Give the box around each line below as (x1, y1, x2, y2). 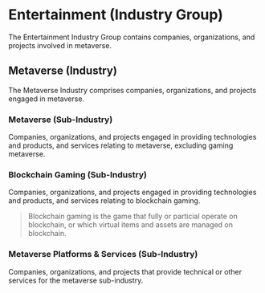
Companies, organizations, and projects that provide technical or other (8, 267, 243, 276)
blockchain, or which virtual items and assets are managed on (27, 220, 234, 230)
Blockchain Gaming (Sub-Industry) (8, 169, 147, 180)
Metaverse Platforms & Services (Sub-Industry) (8, 249, 198, 260)
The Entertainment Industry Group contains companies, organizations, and (8, 32, 255, 42)
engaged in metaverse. (8, 94, 85, 104)
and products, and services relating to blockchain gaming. (8, 196, 201, 206)
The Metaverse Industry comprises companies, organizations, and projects (8, 85, 257, 95)
